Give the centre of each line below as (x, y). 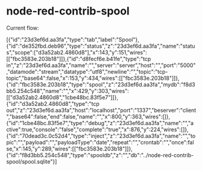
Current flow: (23, 28)
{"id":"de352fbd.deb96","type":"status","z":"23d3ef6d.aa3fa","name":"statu (101, 46)
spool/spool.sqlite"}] (32, 161)
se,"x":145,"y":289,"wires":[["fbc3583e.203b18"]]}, (69, 149)
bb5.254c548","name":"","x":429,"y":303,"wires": (68, 91)
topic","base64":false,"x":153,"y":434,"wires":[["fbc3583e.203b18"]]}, (93, 78)
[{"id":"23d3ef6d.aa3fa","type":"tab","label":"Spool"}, (73, 39)
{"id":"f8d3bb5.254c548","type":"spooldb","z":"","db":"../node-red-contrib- (100, 155)
